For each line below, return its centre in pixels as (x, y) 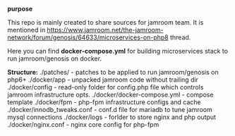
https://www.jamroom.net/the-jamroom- (105, 30)
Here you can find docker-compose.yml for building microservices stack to (117, 51)
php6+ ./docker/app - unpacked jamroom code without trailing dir (103, 80)
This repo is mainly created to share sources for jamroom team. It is (106, 22)
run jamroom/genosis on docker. (55, 58)
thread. (180, 37)
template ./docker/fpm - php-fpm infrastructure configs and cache (104, 102)
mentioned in (26, 30)
